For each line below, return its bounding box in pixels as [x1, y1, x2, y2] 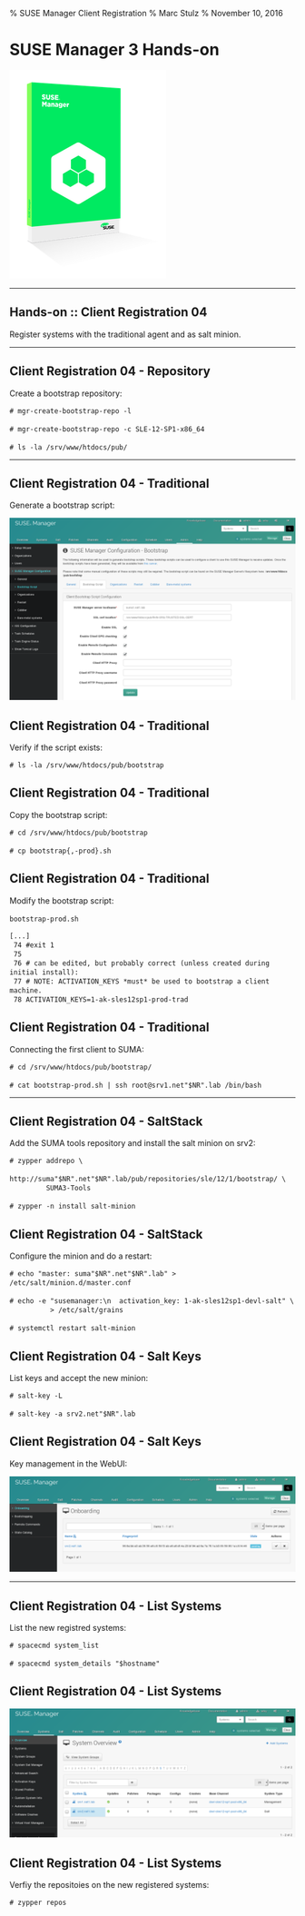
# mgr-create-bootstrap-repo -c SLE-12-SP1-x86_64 [9, 424, 205, 434]
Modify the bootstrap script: [9, 894, 114, 906]
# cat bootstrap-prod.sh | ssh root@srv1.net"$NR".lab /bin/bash [9, 1081, 261, 1090]
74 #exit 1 [13, 940, 54, 950]
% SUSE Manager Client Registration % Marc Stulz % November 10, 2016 [9, 8, 283, 18]
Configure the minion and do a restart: [9, 1250, 152, 1261]
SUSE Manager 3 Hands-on [9, 40, 220, 60]
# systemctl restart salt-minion [9, 1324, 136, 1333]
